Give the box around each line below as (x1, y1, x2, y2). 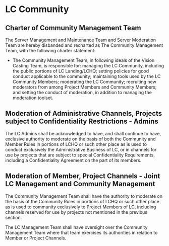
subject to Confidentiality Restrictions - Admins (5, 117, 159, 126)
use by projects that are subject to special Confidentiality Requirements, (5, 152, 155, 158)
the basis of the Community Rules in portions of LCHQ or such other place (5, 198, 160, 204)
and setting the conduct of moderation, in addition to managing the (12, 90, 152, 95)
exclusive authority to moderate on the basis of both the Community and (5, 136, 156, 142)
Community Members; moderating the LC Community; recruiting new (12, 79, 156, 85)
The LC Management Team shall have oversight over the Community (5, 224, 148, 230)
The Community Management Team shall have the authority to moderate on (5, 193, 163, 199)
